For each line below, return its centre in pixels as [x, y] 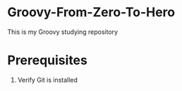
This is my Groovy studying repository [63, 32]
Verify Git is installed [47, 80]
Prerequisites [48, 60]
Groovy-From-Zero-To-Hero [91, 12]
